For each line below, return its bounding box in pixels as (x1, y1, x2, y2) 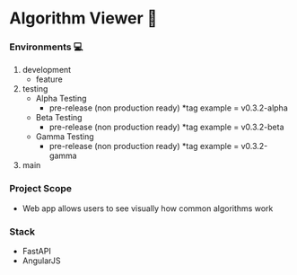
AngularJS (22, 255, 61, 266)
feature (35, 74, 63, 84)
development (22, 65, 72, 75)
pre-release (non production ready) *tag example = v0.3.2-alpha (48, 102, 289, 113)
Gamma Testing (35, 131, 94, 142)
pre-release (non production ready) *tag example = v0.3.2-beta (48, 121, 284, 133)
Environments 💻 (9, 40, 83, 53)
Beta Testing (35, 112, 83, 123)
